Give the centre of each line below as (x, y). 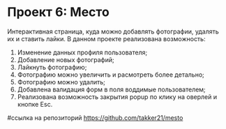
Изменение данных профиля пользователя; (82, 52)
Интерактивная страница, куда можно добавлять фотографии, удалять (113, 31)
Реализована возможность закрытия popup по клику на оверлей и (117, 97)
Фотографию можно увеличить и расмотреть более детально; (111, 75)
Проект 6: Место (58, 12)
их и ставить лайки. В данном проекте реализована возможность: (106, 38)
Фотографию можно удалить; (61, 82)
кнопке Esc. (35, 104)
